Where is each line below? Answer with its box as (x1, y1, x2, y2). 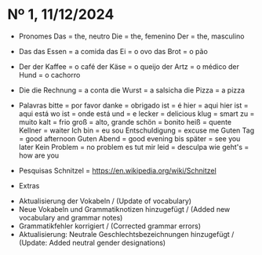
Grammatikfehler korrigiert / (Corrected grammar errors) (18, 221, 202, 231)
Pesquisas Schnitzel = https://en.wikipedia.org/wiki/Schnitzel (18, 166, 217, 175)
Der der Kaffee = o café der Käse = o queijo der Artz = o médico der (18, 61, 240, 71)
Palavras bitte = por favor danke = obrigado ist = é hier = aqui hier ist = (18, 100, 249, 110)
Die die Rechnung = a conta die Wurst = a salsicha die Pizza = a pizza (18, 85, 245, 95)
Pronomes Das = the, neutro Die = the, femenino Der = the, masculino (18, 31, 245, 41)
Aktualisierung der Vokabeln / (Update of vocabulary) (18, 196, 192, 206)
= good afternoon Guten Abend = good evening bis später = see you (18, 133, 241, 143)
